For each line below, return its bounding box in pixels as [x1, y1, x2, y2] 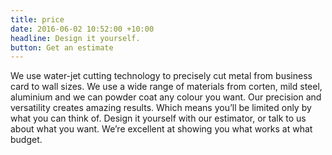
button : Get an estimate [10, 42, 114, 53]
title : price [10, 14, 65, 25]
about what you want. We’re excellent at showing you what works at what [10, 123, 313, 135]
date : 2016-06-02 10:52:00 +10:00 [10, 24, 155, 34]
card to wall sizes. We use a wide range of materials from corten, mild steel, [10, 81, 323, 93]
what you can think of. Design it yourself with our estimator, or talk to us [10, 112, 307, 125]
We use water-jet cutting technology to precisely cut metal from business [10, 70, 313, 82]
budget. [10, 134, 43, 146]
